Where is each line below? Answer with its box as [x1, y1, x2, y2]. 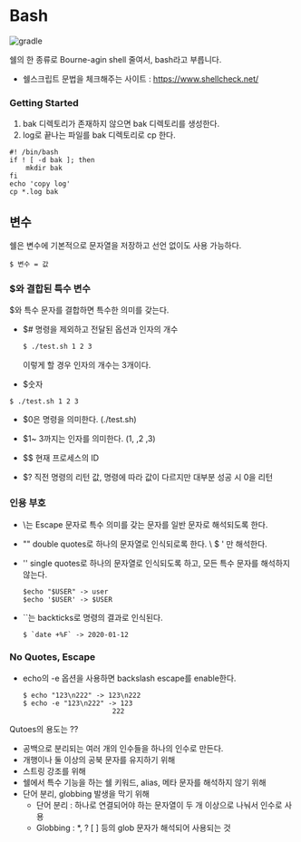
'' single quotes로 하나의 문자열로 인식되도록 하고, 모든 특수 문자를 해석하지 [22, 557, 290, 568]
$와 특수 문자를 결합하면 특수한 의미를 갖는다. [9, 305, 170, 315]
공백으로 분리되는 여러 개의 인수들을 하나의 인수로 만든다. [22, 742, 224, 753]
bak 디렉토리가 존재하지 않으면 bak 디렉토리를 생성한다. [22, 119, 220, 130]
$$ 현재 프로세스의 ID [22, 452, 100, 463]
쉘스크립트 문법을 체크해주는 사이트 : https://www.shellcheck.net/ [22, 73, 259, 84]
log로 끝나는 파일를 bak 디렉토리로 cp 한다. [22, 130, 176, 140]
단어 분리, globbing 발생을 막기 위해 [22, 788, 150, 798]
